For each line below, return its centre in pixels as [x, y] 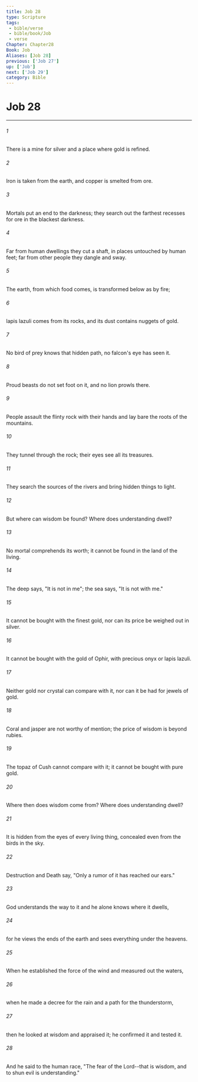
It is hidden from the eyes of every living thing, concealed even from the [94, 837]
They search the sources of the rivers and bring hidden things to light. [91, 487]
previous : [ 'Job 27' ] [33, 61]
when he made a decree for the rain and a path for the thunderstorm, [90, 1003]
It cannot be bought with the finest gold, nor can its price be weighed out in [98, 621]
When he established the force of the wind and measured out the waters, [95, 971]
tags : [13, 22]
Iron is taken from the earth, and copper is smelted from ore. [80, 181]
